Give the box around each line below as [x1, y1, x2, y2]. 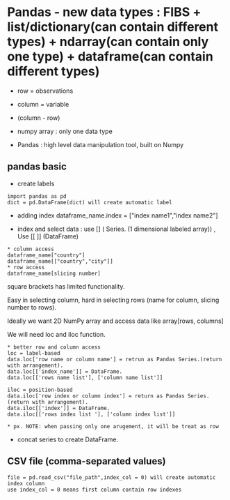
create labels [17, 179, 55, 188]
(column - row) [17, 113, 60, 122]
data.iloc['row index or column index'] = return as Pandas [7, 392, 186, 400]
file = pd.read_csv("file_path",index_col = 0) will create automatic [7, 474, 216, 481]
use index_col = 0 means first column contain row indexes [7, 486, 182, 493]
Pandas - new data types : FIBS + [7, 4, 202, 20]
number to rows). [7, 303, 57, 311]
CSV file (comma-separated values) [7, 455, 166, 467]
